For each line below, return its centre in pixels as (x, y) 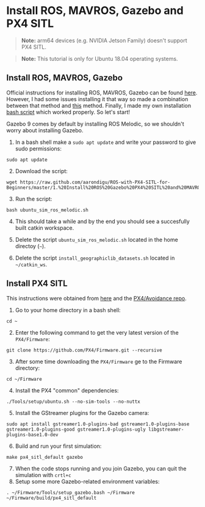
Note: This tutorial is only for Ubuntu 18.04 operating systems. (99, 58)
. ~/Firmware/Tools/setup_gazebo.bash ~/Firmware (71, 492)
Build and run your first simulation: (58, 446)
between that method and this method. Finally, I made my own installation (99, 105)
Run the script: (34, 199)
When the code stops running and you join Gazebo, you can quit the (101, 468)
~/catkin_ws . (31, 264)
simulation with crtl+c (43, 475)
